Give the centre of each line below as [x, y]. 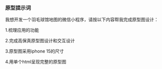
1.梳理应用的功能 [22, 30]
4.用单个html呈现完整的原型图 [36, 62]
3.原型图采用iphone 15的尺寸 [34, 51]
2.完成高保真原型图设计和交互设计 [40, 41]
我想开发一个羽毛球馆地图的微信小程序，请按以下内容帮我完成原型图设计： [82, 20]
